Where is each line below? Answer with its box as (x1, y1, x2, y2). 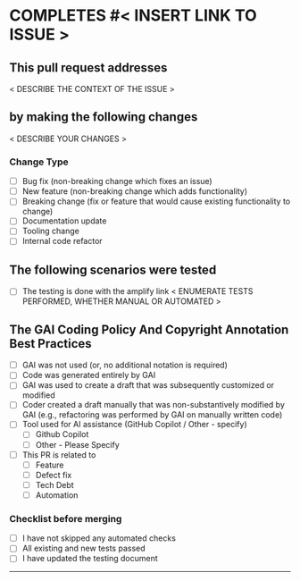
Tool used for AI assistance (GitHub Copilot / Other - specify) (21, 419, 247, 430)
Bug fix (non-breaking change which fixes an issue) (21, 176, 212, 187)
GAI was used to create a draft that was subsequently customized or (21, 380, 275, 391)
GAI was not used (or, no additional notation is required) (21, 359, 228, 371)
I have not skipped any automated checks (21, 533, 177, 543)
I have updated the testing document (21, 553, 158, 564)
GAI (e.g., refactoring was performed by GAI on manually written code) (21, 409, 283, 420)
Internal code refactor (21, 236, 103, 247)
